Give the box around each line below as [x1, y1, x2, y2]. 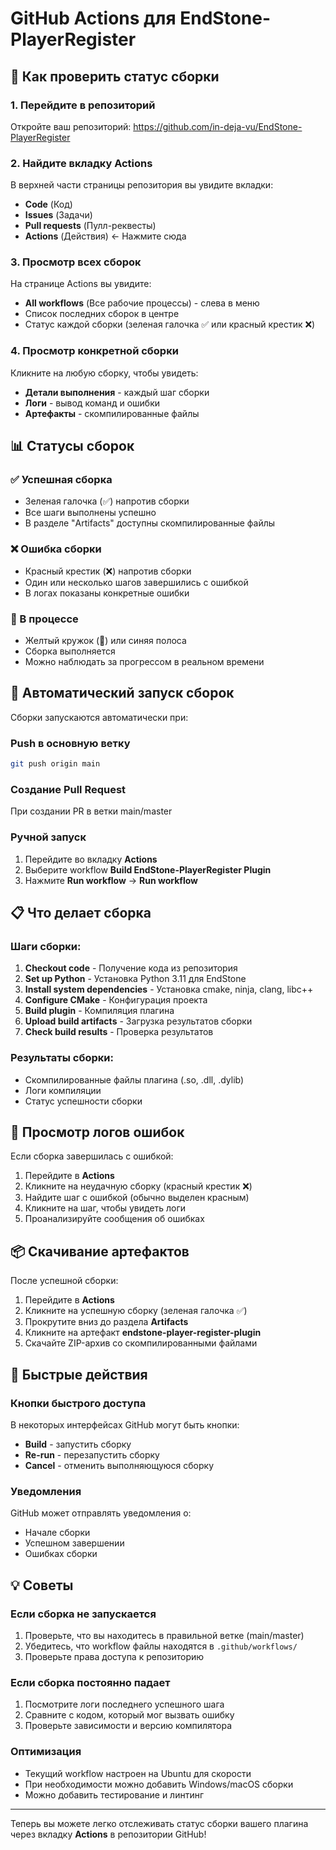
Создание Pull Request [10, 782, 127, 796]
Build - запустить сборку [24, 1438, 132, 1450]
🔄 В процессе [10, 612, 79, 626]
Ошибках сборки [24, 1548, 98, 1560]
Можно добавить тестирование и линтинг [24, 1788, 205, 1801]
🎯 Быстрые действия [10, 1366, 148, 1383]
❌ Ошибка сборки [10, 542, 102, 556]
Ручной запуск [10, 830, 87, 844]
